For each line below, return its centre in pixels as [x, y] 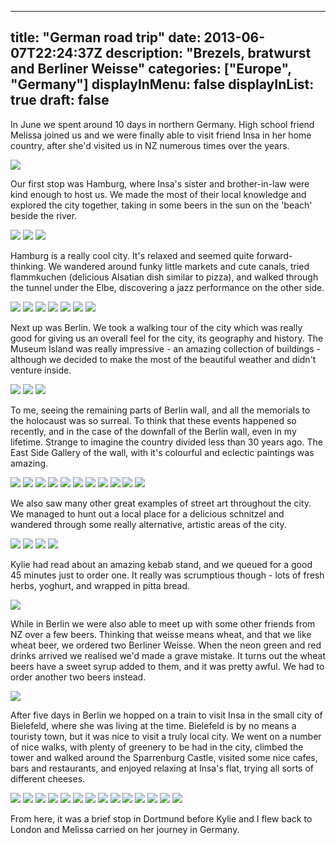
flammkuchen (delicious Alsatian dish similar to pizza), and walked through [164, 277]
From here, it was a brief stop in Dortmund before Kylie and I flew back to [161, 818]
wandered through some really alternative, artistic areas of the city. [148, 524]
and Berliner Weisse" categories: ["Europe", [151, 69]
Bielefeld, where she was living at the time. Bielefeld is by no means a [153, 725]
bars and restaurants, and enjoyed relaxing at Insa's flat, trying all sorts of [162, 768]
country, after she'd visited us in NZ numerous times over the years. [150, 145]
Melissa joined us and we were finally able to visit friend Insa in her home [161, 135]
